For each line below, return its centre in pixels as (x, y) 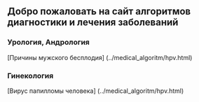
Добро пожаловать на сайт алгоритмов (99, 12)
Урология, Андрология (48, 43)
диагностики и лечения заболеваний (93, 23)
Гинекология (30, 75)
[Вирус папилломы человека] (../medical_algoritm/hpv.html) (96, 91)
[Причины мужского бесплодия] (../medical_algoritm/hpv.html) (100, 57)
